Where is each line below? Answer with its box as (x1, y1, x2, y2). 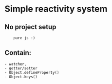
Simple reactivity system (4, 3, 108, 15)
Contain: (4, 49, 32, 57)
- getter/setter (4, 66, 37, 71)
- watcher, (4, 62, 27, 67)
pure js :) (13, 35, 36, 40)
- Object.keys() (4, 74, 37, 79)
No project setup (4, 23, 56, 31)
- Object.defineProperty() (4, 70, 59, 75)
